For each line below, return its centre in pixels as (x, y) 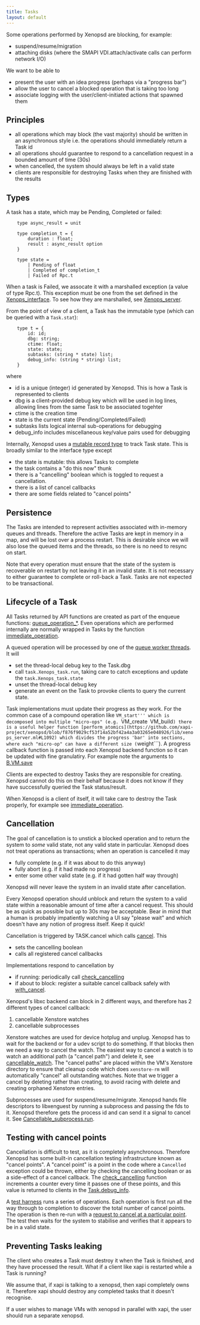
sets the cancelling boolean (49, 947)
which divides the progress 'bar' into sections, (122, 738)
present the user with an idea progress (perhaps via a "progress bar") (101, 82)
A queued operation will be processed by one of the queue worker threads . (99, 647)
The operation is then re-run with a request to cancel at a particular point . (96, 1215)
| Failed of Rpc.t (50, 276)
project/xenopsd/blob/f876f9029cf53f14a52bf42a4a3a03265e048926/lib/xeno (100, 732)
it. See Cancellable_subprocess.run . (50, 1119)
